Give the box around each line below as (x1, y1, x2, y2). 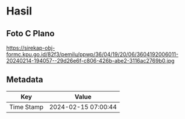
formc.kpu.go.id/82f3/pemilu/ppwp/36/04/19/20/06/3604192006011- (6, 51, 179, 58)
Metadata (6, 74, 43, 85)
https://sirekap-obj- (6, 44, 55, 51)
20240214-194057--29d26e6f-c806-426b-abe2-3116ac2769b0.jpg (6, 57, 175, 64)
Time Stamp (9, 103, 44, 111)
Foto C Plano (6, 28, 55, 39)
